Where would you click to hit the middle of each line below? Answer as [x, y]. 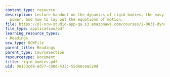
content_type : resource [30, 10]
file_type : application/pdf [35, 29]
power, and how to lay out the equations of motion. [67, 19]
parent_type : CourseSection [35, 52]
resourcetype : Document [30, 57]
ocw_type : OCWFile [25, 43]
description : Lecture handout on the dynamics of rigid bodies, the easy [85, 15]
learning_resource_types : [32, 33]
